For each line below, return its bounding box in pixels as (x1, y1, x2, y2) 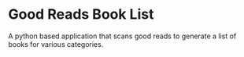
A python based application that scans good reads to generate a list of (8, 31, 237, 41)
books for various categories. (8, 39, 104, 48)
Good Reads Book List (8, 5, 154, 23)
